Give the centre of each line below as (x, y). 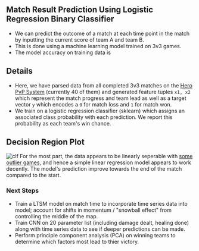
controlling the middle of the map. (56, 216)
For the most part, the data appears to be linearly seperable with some (106, 156)
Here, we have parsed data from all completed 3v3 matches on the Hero (103, 85)
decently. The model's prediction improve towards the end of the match (94, 169)
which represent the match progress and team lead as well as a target (100, 98)
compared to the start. (34, 175)
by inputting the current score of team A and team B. (79, 40)
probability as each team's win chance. (63, 123)
